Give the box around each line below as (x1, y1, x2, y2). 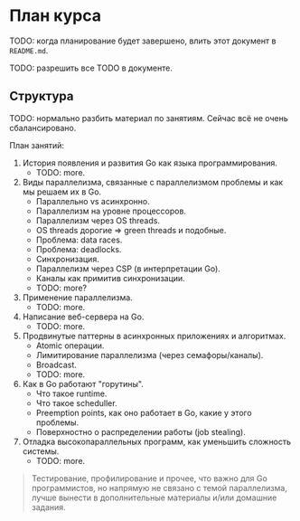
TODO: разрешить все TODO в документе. (9, 62, 173, 73)
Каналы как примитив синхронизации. (35, 272, 185, 283)
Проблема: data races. (35, 234, 123, 245)
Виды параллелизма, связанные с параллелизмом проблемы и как (22, 176, 284, 187)
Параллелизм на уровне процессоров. (35, 205, 187, 216)
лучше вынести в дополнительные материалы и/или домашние (31, 492, 277, 503)
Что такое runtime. (35, 388, 108, 399)
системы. (22, 445, 60, 457)
